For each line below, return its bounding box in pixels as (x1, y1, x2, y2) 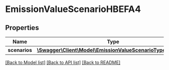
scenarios (8, 46, 32, 53)
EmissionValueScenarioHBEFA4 (5, 3, 141, 15)
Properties (5, 23, 39, 32)
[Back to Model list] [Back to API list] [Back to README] (5, 59, 121, 65)
